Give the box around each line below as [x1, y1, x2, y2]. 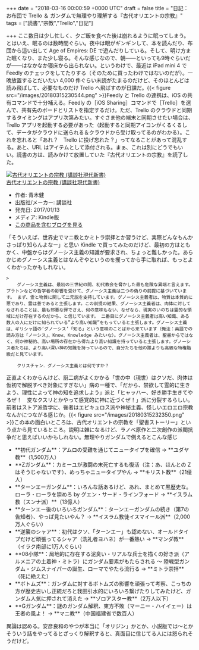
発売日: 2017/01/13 [14, 207, 60, 213]
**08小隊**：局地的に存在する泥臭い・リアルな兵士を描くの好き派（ [14, 551, 185, 557]
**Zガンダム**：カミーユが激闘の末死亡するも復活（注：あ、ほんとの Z [14, 461, 191, 468]
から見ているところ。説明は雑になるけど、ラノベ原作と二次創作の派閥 [16, 426, 188, 433]
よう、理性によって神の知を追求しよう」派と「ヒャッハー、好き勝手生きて [6, 389, 188, 396]
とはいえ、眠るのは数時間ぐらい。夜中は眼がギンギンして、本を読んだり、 [6, 40, 188, 46]
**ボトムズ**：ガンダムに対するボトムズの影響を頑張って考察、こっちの [14, 580, 192, 587]
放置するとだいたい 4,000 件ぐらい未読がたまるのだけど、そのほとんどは [11, 77, 190, 84]
